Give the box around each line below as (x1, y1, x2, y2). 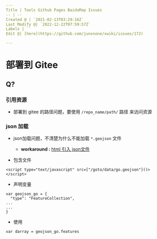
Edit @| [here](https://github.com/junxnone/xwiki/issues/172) (6, 31, 144, 36)
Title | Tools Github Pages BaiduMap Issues (6, 7, 102, 13)
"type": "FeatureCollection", (10, 196, 75, 201)
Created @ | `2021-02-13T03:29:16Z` (6, 17, 84, 22)
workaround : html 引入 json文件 (20, 146, 90, 152)
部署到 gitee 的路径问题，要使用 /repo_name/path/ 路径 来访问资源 (13, 108, 152, 115)
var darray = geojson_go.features (6, 229, 80, 234)
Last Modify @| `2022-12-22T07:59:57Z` (6, 21, 91, 27)
